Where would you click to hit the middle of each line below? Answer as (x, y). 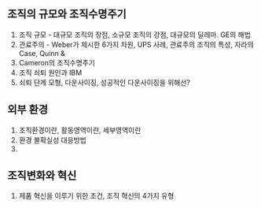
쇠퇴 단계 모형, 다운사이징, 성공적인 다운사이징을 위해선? (104, 82)
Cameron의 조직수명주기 (57, 62)
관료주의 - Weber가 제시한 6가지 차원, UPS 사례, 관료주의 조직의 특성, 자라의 (136, 44)
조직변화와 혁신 (42, 176)
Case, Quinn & (42, 53)
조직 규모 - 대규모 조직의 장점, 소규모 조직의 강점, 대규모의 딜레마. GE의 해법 (134, 35)
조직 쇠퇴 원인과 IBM (50, 72)
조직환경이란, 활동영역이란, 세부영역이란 (80, 130)
